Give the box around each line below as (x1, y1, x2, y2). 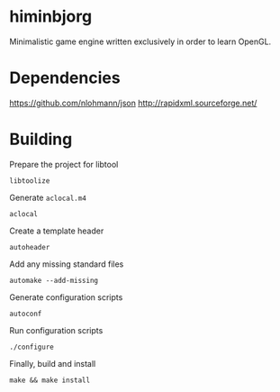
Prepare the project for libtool (9, 159, 119, 169)
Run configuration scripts (9, 324, 104, 335)
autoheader (9, 242, 50, 251)
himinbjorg (9, 6, 93, 27)
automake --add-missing (9, 276, 99, 285)
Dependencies (9, 68, 121, 88)
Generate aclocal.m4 (9, 192, 87, 203)
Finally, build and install (9, 358, 96, 369)
